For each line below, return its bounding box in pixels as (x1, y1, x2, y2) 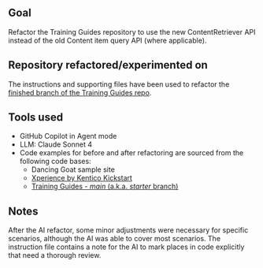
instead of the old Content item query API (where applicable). (8, 35, 207, 45)
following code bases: (19, 157, 92, 166)
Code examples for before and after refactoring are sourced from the (19, 148, 244, 158)
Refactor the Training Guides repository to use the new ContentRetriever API (8, 27, 256, 36)
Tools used (8, 110, 64, 125)
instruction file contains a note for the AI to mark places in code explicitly (8, 242, 245, 251)
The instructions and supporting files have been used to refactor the (8, 79, 230, 89)
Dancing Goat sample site (31, 165, 116, 174)
